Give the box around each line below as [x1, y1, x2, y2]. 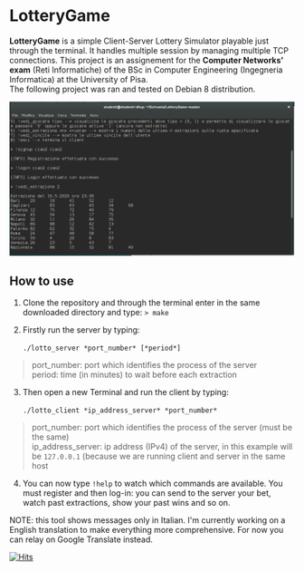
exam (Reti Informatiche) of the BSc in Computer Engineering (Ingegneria [9, 64, 283, 75]
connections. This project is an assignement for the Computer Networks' [9, 54, 284, 65]
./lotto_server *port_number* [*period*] [22, 344, 181, 353]
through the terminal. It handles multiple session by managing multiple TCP [9, 44, 290, 55]
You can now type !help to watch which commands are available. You [22, 478, 283, 489]
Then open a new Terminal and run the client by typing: [22, 387, 229, 398]
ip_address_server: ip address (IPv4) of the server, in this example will [31, 441, 293, 452]
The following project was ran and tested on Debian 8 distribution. [9, 83, 256, 94]
